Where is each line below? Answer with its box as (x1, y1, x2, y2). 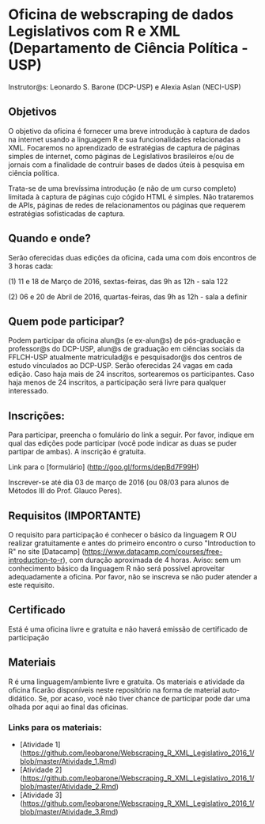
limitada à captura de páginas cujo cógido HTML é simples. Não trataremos (8, 192, 255, 201)
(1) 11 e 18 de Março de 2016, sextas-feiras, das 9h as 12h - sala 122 (8, 276, 229, 286)
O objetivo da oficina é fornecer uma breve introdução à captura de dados (8, 126, 251, 135)
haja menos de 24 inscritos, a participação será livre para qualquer (8, 378, 227, 387)
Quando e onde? (8, 232, 91, 245)
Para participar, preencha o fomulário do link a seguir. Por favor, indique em (8, 430, 255, 440)
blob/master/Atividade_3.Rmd (19, 807, 116, 816)
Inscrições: (8, 409, 65, 423)
